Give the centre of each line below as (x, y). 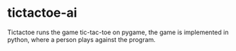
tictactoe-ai (42, 13)
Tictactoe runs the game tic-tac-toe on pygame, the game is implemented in (118, 32)
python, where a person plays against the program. (82, 39)
